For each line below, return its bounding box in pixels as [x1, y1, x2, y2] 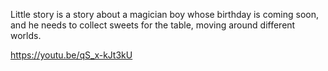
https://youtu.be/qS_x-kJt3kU [10, 49, 133, 61]
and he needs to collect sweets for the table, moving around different [10, 19, 296, 31]
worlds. [10, 30, 42, 41]
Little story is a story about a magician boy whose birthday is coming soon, [10, 9, 320, 20]
